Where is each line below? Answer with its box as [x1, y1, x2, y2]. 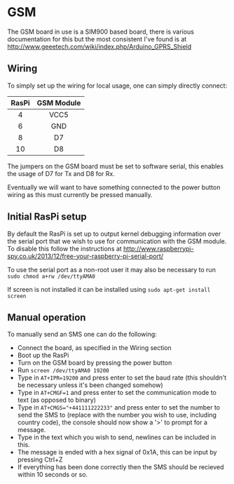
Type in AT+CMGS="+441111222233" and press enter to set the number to [17, 403, 221, 412]
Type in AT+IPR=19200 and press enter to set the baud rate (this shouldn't [17, 373, 227, 382]
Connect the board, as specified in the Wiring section [17, 344, 172, 352]
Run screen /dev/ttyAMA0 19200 [17, 366, 110, 375]
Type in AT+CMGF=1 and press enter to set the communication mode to [17, 389, 217, 397]
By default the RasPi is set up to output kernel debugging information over [7, 229, 221, 238]
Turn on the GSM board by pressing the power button [17, 358, 172, 367]
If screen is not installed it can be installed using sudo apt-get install [7, 285, 211, 293]
